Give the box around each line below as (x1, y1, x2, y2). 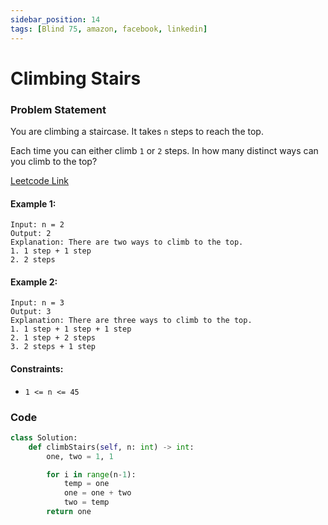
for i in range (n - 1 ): (46, 469, 137, 480)
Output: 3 (10, 307, 52, 317)
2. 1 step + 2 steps (10, 333, 97, 343)
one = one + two (63, 488, 132, 498)
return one (46, 507, 92, 517)
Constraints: (10, 362, 64, 375)
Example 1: (10, 197, 57, 210)
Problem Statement (10, 102, 107, 116)
